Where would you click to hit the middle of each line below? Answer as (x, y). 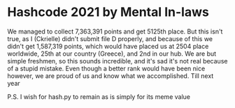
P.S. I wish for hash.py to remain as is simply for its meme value (99, 97)
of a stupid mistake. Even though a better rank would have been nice (106, 68)
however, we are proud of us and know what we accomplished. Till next (111, 76)
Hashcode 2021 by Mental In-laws (108, 12)
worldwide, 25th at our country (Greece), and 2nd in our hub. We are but (112, 54)
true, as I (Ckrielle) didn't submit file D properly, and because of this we (110, 38)
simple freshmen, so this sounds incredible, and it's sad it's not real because (117, 61)
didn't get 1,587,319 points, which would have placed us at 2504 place (108, 46)
